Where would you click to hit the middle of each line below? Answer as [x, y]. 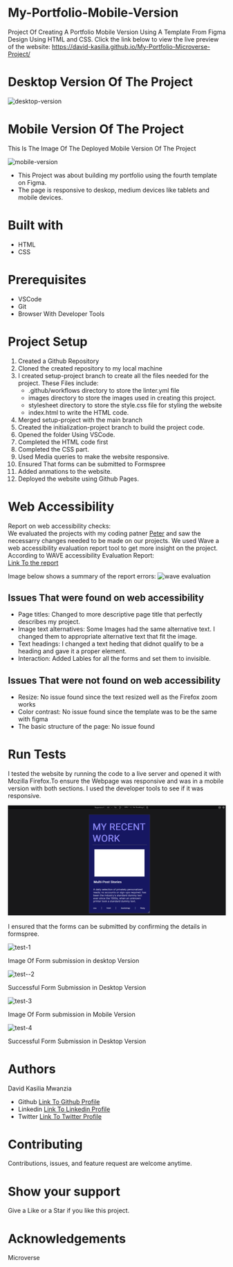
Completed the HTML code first [63, 442]
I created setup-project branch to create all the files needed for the [113, 375]
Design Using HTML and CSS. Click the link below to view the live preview [113, 39]
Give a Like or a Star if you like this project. [69, 1211]
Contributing [45, 1144]
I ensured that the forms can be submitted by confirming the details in [107, 926]
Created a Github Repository [58, 361]
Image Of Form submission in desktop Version [74, 960]
